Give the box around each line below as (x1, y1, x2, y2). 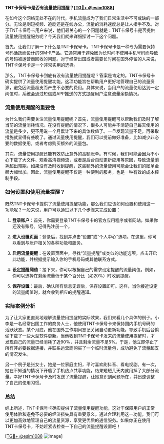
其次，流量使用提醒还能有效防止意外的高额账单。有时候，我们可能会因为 (5, 151, 150, 157)
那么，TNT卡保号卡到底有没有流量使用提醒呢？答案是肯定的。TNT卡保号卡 (5, 73, 155, 78)
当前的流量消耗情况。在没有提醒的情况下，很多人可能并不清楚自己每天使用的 (5, 122, 159, 128)
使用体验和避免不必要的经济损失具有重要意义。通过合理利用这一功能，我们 (5, 411, 155, 417)
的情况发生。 (5, 351, 31, 357)
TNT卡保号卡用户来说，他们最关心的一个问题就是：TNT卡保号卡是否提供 (9, 27, 155, 33)
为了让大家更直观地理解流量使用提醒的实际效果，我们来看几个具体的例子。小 (5, 314, 159, 320)
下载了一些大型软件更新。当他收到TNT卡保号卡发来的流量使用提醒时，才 (9, 333, 155, 339)
